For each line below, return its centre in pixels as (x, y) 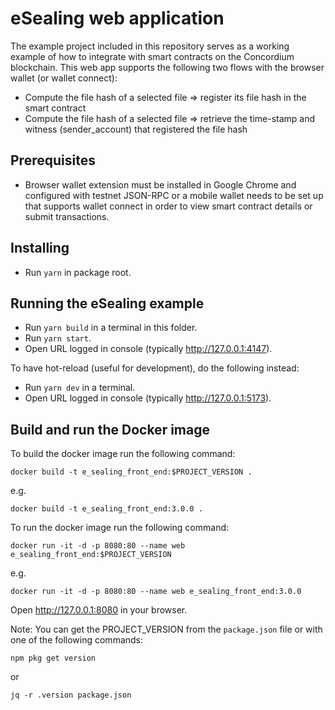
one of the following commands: (77, 640)
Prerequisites (53, 160)
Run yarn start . (58, 338)
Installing (40, 248)
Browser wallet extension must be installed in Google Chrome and (160, 184)
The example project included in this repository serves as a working (150, 46)
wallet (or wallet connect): (64, 78)
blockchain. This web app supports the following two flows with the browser (167, 67)
